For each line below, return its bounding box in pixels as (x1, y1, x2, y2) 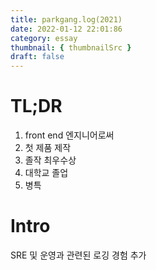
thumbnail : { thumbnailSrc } (10, 42, 132, 53)
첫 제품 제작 (24, 142, 72, 154)
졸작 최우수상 (24, 154, 77, 166)
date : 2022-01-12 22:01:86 (10, 24, 123, 34)
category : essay (10, 33, 78, 43)
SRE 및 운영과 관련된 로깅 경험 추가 (10, 249, 147, 261)
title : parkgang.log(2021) (10, 14, 123, 25)
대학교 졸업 (24, 167, 69, 179)
